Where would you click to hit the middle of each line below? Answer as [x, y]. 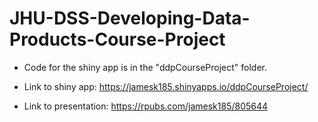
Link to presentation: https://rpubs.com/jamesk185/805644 [146, 106]
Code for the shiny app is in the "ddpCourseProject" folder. [145, 67]
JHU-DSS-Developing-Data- [130, 18]
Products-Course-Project [117, 39]
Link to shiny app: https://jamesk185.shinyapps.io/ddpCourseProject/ [166, 86]
